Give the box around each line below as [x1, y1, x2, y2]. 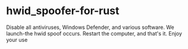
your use [6, 36, 28, 43]
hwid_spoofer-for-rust [6, 4, 120, 18]
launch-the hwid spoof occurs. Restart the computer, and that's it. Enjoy [6, 30, 183, 37]
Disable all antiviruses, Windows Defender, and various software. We [6, 24, 174, 31]
